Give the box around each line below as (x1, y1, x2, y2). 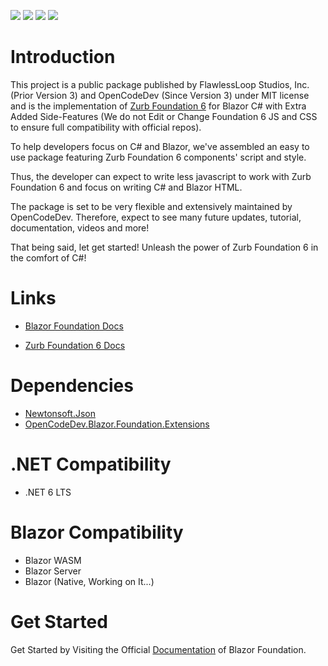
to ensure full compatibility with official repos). (10, 121, 202, 133)
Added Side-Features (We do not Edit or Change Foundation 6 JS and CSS (10, 110, 318, 122)
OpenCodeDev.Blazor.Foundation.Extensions (24, 418, 210, 430)
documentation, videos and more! (10, 221, 150, 234)
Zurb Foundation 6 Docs (24, 339, 126, 351)
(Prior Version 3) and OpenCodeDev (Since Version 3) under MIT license (10, 89, 310, 101)
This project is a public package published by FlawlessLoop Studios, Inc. (10, 78, 310, 90)
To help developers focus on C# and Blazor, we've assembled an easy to (10, 140, 310, 152)
